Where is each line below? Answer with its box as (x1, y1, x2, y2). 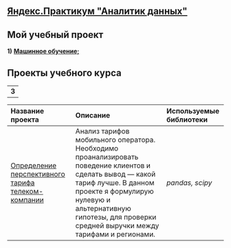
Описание (75, 111, 111, 120)
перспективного (10, 170, 65, 179)
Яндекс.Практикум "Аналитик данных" (7, 5, 188, 17)
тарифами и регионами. (75, 229, 156, 239)
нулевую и (75, 195, 111, 205)
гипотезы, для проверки (75, 212, 157, 222)
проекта (10, 115, 39, 124)
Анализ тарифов (75, 126, 130, 136)
